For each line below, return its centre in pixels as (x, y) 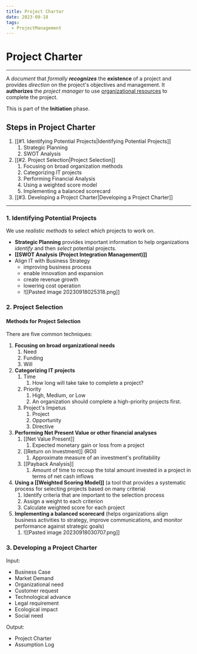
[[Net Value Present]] (49, 439)
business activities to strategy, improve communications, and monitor (98, 520)
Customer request (36, 591)
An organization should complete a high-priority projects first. (107, 402)
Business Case (33, 572)
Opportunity (47, 421)
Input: (13, 560)
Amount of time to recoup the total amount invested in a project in (111, 470)
